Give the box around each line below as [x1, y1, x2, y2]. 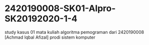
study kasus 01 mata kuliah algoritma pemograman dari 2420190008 [4, 29, 144, 35]
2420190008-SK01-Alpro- [4, 3, 116, 14]
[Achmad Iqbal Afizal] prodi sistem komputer [4, 34, 96, 40]
